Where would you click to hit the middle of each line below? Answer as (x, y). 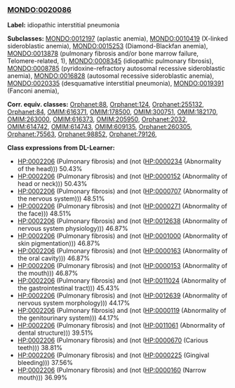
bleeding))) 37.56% (45, 363)
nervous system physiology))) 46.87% (73, 229)
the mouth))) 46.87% (48, 273)
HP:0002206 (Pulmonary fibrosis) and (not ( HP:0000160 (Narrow (112, 370)
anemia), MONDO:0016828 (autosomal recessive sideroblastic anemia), (111, 76)
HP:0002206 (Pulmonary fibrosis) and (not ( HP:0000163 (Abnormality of (122, 251)
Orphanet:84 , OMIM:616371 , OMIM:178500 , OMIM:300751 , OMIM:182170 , (113, 112)
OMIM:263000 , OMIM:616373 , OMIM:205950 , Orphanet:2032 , (98, 119)
